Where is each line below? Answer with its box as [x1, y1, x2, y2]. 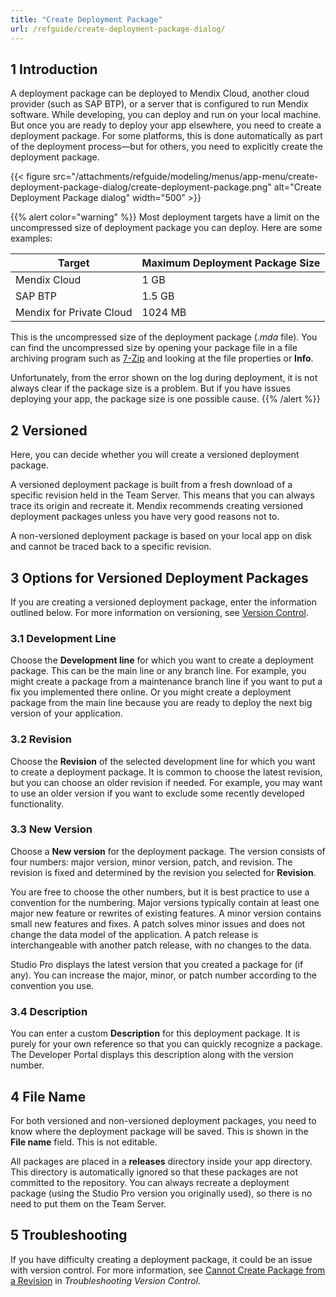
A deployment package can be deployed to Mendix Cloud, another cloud [10, 87, 310, 100]
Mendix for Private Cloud [15, 306, 133, 320]
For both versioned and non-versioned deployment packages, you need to [10, 1114, 317, 1126]
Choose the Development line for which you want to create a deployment [10, 654, 314, 666]
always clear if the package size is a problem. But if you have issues [10, 382, 292, 395]
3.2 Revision [10, 732, 72, 746]
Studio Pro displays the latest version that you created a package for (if [10, 958, 304, 970]
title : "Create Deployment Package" [10, 14, 163, 25]
